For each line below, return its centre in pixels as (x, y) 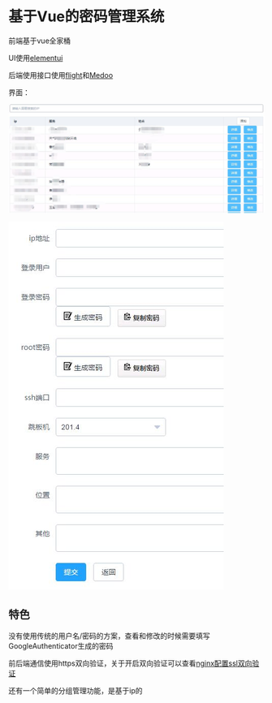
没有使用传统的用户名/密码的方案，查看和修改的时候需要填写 (110, 636)
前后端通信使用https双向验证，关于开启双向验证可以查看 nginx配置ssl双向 (130, 663)
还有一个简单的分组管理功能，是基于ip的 (76, 690)
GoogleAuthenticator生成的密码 (61, 645)
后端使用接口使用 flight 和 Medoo (61, 75)
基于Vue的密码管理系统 (86, 17)
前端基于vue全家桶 (40, 41)
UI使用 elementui (36, 58)
